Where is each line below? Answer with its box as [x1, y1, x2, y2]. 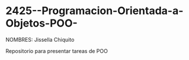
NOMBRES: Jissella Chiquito [5, 36, 75, 43]
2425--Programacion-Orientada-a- [5, 4, 184, 18]
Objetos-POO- [5, 16, 78, 30]
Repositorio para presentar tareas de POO [5, 47, 108, 54]
